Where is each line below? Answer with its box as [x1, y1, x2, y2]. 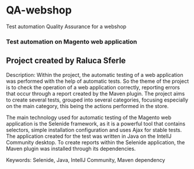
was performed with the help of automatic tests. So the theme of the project [6, 77, 189, 84]
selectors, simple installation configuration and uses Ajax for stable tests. [6, 126, 182, 133]
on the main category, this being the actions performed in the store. [6, 102, 169, 109]
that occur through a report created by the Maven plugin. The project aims [6, 90, 185, 97]
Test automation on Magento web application [6, 38, 137, 46]
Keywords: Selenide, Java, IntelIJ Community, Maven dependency [6, 156, 165, 163]
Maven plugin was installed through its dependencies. [6, 145, 136, 152]
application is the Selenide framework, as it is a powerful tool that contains [6, 120, 186, 127]
